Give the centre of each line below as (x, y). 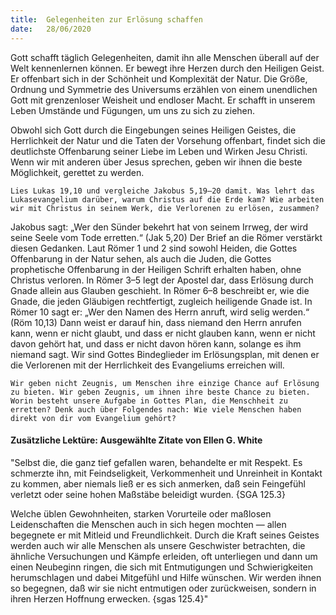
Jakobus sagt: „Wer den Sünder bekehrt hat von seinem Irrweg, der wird (159, 227)
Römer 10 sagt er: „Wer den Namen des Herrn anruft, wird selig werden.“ (160, 312)
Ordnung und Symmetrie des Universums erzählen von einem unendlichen (164, 89)
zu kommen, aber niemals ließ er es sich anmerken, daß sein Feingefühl (158, 483)
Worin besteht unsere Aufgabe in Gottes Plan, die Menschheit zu (149, 401)
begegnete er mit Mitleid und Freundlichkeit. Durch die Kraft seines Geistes (165, 535)
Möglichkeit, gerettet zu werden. (77, 172)
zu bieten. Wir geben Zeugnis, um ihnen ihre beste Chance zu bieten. (160, 392)
